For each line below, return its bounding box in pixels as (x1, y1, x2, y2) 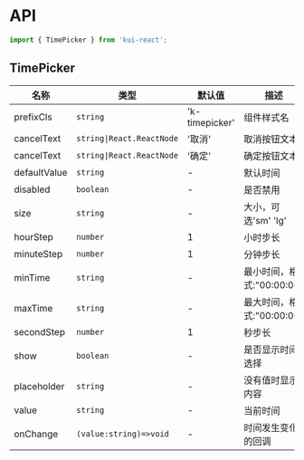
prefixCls (14, 110, 52, 123)
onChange (14, 427, 59, 440)
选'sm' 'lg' (243, 214, 287, 226)
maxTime (14, 302, 53, 314)
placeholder (14, 379, 65, 392)
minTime (14, 271, 51, 283)
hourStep (14, 230, 54, 243)
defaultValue (14, 166, 68, 178)
